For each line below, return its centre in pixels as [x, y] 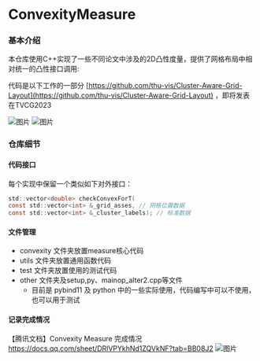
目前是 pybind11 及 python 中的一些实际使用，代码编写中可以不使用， [143, 290]
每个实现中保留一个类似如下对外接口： [70, 183]
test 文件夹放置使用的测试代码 [68, 271]
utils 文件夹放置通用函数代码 [65, 260]
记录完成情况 [29, 319]
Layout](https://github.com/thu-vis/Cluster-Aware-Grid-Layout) [111, 95]
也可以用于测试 [56, 300]
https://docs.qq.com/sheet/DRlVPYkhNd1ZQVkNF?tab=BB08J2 [111, 348]
